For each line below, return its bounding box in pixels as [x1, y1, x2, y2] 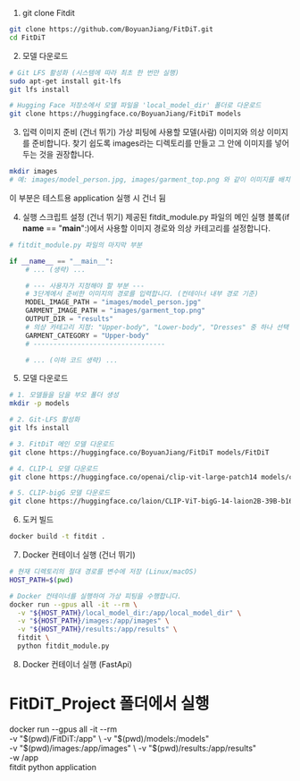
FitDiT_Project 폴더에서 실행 [9, 693, 210, 714]
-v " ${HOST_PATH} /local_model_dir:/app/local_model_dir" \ [17, 608, 242, 617]
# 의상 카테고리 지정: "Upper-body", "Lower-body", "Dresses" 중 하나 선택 [25, 322, 289, 332]
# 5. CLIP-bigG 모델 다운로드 [9, 488, 111, 497]
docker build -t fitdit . [9, 532, 105, 541]
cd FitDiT [9, 33, 46, 42]
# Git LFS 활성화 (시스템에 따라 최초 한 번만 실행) [9, 68, 179, 77]
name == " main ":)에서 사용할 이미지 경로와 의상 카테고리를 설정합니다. [21, 223, 271, 233]
